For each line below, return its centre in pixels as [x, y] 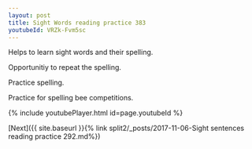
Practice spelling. [36, 82]
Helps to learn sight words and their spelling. [81, 53]
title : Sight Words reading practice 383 [77, 23]
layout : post [30, 15]
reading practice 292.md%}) [54, 136]
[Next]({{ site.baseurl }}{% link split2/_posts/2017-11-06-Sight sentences [126, 128]
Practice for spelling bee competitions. [71, 98]
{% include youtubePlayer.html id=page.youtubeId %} [96, 113]
